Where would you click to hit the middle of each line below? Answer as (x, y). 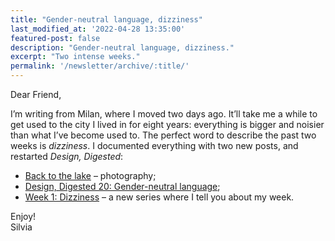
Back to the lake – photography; (90, 175)
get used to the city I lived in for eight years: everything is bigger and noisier (167, 124)
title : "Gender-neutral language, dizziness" (106, 19)
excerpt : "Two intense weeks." (75, 57)
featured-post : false (55, 38)
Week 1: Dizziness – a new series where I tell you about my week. (159, 197)
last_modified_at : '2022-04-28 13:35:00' (98, 29)
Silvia (21, 227)
